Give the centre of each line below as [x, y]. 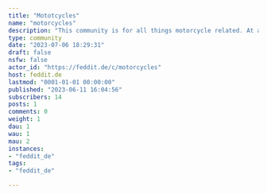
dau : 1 [19, 126]
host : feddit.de [35, 75]
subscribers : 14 [35, 97]
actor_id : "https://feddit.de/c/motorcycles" [85, 68]
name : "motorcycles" [43, 23]
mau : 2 [19, 141]
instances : [26, 149]
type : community [35, 38]
